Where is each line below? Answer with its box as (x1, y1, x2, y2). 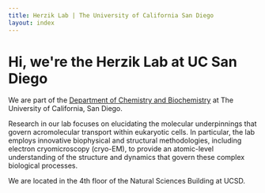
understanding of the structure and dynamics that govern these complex (8, 153, 245, 162)
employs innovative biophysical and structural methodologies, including (8, 135, 242, 146)
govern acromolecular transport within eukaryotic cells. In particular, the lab (8, 128, 256, 137)
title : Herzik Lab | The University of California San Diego (8, 11, 214, 20)
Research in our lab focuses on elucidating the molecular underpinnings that (8, 119, 257, 128)
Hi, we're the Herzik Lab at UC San (8, 53, 237, 71)
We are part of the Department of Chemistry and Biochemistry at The (8, 95, 234, 105)
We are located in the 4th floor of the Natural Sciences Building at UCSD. (8, 176, 246, 186)
